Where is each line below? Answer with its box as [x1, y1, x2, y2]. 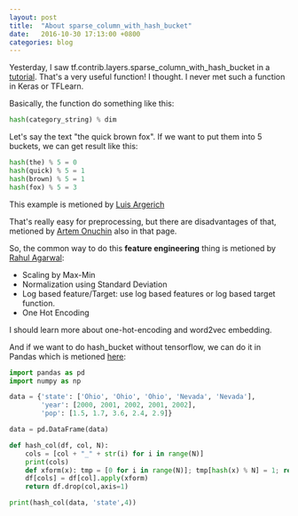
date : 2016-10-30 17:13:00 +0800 [9, 29, 141, 38]
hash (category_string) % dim [9, 115, 117, 124]
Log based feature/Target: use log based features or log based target [21, 288, 276, 298]
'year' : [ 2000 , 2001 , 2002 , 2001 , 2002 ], [41, 401, 197, 409]
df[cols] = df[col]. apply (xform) [25, 474, 149, 483]
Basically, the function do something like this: [9, 99, 175, 109]
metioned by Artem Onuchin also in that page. [9, 226, 177, 236]
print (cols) [25, 457, 69, 466]
